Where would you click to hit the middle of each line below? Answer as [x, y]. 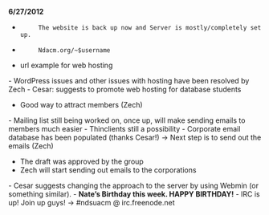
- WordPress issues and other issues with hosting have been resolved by [129, 81]
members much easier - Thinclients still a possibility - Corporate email [124, 129]
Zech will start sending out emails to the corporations [108, 170]
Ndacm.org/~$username [74, 51]
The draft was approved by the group [82, 161]
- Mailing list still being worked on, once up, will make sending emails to [127, 120]
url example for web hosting [66, 65]
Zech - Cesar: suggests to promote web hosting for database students [125, 89]
